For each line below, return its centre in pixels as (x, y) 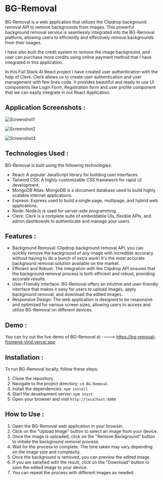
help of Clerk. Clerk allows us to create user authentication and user (73, 77)
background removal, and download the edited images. (67, 294)
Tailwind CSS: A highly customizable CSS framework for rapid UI (77, 180)
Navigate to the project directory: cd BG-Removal (60, 384)
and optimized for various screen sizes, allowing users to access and (81, 305)
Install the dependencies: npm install (50, 389)
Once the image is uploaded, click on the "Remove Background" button (83, 436)
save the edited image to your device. (50, 467)
